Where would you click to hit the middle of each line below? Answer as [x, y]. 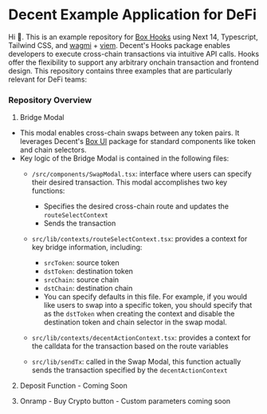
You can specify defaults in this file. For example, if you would [145, 297]
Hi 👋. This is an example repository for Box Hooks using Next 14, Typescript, [133, 37]
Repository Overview [50, 100]
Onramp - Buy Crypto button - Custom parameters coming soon [125, 401]
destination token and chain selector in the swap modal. [135, 322]
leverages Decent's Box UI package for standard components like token [138, 141]
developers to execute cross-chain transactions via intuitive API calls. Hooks [134, 54]
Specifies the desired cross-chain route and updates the [136, 206]
